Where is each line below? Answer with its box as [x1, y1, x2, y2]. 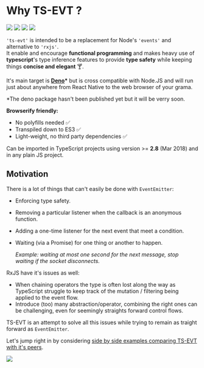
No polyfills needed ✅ [15, 118, 71, 126]
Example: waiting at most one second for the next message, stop [15, 251, 179, 258]
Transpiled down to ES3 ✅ [15, 126, 81, 133]
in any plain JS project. [6, 151, 64, 159]
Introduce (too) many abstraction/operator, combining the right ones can [15, 300, 198, 308]
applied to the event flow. [15, 294, 79, 301]
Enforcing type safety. [15, 197, 71, 204]
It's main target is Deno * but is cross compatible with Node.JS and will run [6, 77, 194, 84]
